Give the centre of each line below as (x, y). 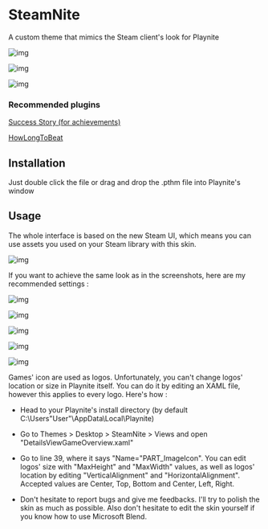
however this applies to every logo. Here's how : (88, 394)
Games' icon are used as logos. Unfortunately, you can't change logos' (126, 377)
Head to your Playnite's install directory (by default (104, 410)
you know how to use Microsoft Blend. (83, 516)
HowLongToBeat (36, 137)
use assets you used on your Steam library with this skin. (102, 244)
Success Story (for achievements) (65, 122)
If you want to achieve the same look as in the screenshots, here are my (127, 275)
